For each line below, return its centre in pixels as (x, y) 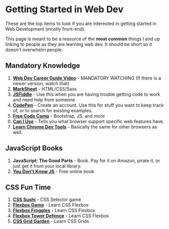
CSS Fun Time (28, 187)
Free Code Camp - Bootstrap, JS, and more (59, 116)
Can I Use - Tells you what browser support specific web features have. (88, 121)
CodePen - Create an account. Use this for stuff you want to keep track (88, 105)
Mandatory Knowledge (43, 66)
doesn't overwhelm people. (34, 49)
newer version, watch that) (41, 83)
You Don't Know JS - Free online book (54, 171)
